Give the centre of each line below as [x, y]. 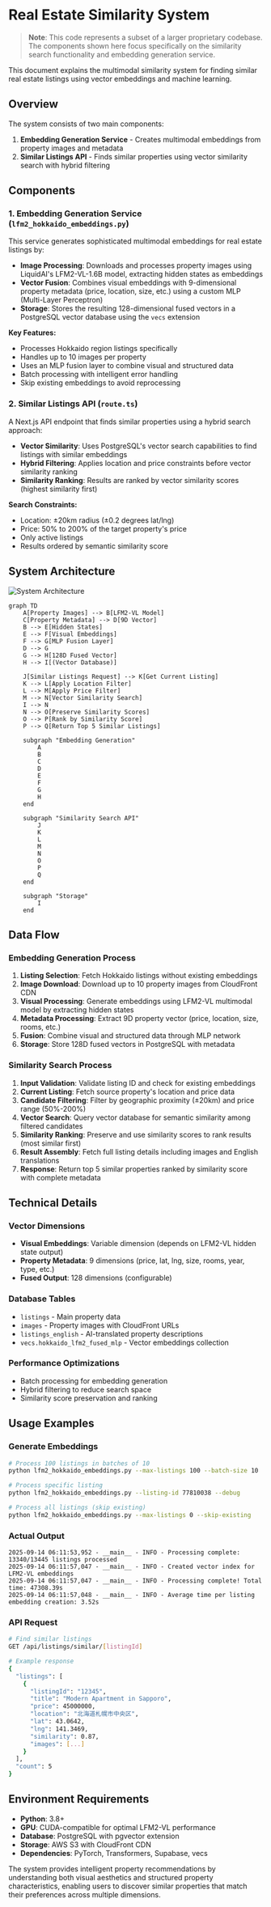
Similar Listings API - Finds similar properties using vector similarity [134, 156]
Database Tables [42, 1299]
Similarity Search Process [60, 1066]
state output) [42, 1252]
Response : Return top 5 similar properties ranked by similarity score [134, 1169]
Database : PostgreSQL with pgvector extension [100, 1836]
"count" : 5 [34, 1767]
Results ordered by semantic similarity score [94, 546]
